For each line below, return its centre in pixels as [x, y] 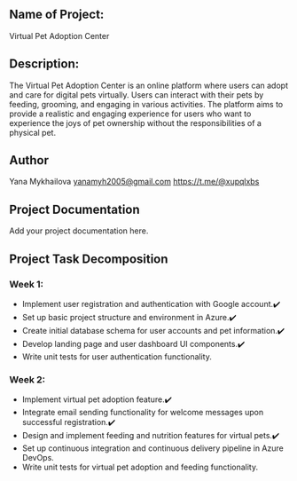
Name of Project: [57, 15]
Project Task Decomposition [89, 259]
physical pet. [32, 132]
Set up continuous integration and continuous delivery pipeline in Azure [152, 448]
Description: [44, 64]
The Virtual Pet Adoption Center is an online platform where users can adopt [148, 85]
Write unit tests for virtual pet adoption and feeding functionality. [140, 467]
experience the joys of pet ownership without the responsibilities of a [135, 122]
